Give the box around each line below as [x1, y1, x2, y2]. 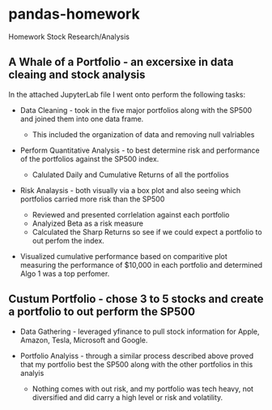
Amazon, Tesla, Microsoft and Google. [19, 334, 148, 345]
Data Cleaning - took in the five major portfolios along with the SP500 [19, 105, 253, 114]
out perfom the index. [32, 235, 105, 245]
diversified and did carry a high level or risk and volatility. [32, 392, 223, 402]
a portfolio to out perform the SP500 [8, 305, 196, 319]
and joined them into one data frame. [19, 114, 144, 123]
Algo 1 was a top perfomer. [19, 269, 110, 278]
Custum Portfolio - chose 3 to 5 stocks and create [8, 292, 264, 306]
